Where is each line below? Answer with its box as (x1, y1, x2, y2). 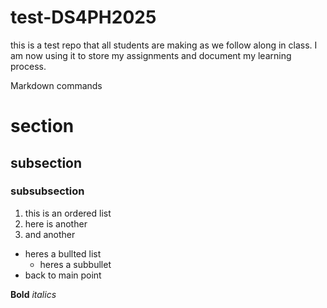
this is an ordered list (24, 207, 112, 219)
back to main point (24, 269, 102, 281)
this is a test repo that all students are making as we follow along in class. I (10, 39, 318, 51)
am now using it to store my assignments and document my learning (10, 49, 292, 61)
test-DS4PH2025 (10, 6, 157, 29)
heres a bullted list (24, 247, 102, 260)
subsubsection (10, 184, 85, 198)
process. (10, 60, 47, 72)
